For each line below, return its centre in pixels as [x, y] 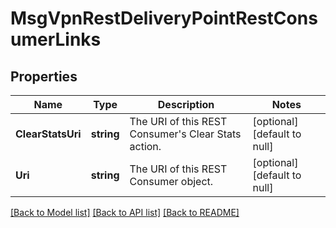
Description [186, 104]
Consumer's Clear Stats [185, 134]
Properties [44, 76]
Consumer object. [171, 181]
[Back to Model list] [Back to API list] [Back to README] [125, 212]
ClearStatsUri [48, 134]
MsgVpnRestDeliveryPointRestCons [164, 18]
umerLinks [56, 39]
